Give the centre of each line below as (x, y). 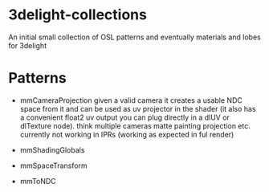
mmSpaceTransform (53, 165)
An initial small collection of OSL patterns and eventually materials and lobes (134, 37)
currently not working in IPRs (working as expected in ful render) (127, 134)
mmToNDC (38, 181)
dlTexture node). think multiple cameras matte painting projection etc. (135, 125)
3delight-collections (77, 15)
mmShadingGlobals (52, 149)
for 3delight (27, 45)
